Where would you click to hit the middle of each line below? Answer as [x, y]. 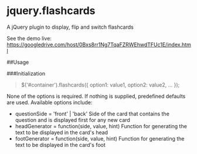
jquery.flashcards [51, 11]
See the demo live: [29, 38]
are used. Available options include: [50, 102]
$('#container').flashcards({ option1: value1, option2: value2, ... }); [100, 85]
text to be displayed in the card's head [61, 132]
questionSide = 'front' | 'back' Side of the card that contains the [92, 114]
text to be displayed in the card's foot [60, 145]
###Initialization [26, 73]
